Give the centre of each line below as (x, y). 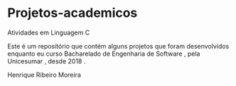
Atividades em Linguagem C (49, 32)
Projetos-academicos (73, 13)
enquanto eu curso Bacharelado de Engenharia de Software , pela (104, 54)
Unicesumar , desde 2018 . (47, 61)
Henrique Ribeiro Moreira (44, 75)
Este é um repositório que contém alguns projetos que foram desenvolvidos (118, 46)
